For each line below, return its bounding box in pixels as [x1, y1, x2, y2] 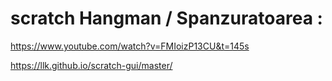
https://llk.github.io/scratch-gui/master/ [10, 59, 173, 71]
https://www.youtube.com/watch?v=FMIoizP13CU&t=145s [10, 40, 250, 52]
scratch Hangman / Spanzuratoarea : [10, 7, 323, 30]
